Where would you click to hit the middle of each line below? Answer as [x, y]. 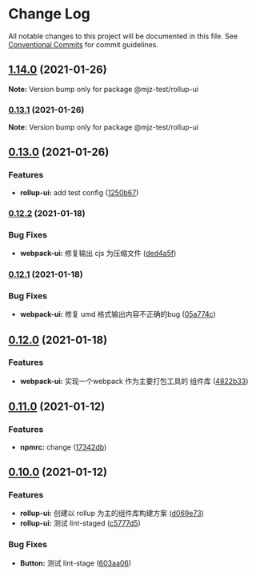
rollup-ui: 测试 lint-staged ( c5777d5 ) [80, 523]
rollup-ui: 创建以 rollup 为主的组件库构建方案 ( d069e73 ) [112, 514]
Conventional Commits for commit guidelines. [83, 44]
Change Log [49, 14]
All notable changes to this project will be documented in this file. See [123, 36]
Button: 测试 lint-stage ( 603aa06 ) [76, 563]
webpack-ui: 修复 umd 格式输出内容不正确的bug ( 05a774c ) [118, 314]
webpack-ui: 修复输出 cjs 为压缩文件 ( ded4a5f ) [98, 253]
